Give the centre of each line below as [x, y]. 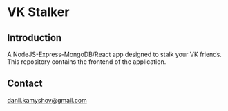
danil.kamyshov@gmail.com [47, 100]
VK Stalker [38, 12]
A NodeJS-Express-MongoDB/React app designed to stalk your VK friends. [115, 54]
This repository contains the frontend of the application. [87, 62]
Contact [25, 84]
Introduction [35, 38]
